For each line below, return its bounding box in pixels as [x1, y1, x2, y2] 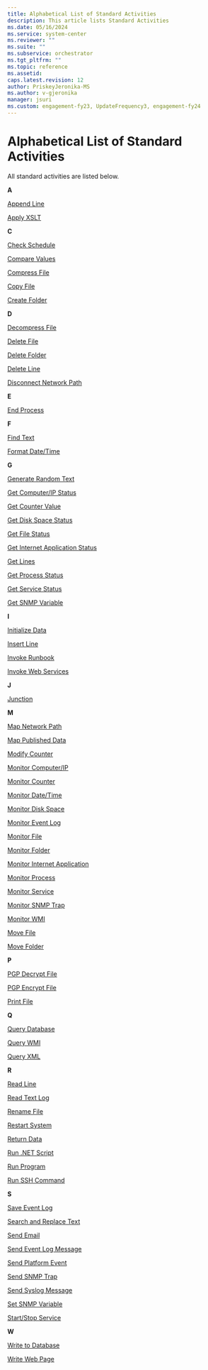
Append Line [7, 199, 45, 208]
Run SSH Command [7, 1176, 65, 1184]
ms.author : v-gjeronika [7, 89, 78, 97]
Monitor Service [7, 887, 54, 895]
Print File [7, 997, 33, 1005]
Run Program [7, 1162, 46, 1171]
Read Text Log [7, 1093, 50, 1102]
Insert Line [7, 640, 39, 648]
